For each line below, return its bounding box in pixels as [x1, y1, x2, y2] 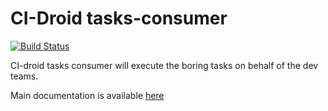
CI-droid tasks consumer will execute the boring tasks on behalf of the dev [10, 59, 319, 71]
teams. [10, 70, 39, 82]
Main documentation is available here [10, 89, 165, 101]
